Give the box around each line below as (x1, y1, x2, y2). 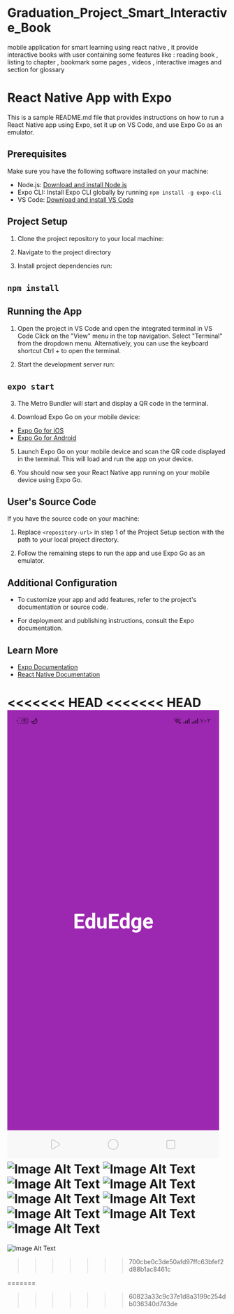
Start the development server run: (17, 360, 115, 369)
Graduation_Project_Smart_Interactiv (7, 5, 228, 21)
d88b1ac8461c (129, 1265, 171, 1273)
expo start (7, 382, 54, 392)
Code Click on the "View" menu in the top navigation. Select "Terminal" (17, 331, 223, 340)
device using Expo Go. (17, 475, 82, 484)
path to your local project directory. (17, 535, 119, 544)
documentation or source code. (17, 603, 108, 611)
